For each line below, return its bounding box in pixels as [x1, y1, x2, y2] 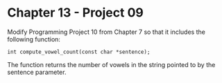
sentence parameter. [7, 68, 67, 76]
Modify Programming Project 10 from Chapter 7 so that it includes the [7, 28, 206, 36]
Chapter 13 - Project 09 [7, 5, 144, 21]
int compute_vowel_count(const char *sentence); [7, 48, 151, 55]
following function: [7, 35, 61, 43]
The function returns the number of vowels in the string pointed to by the [7, 60, 216, 68]
